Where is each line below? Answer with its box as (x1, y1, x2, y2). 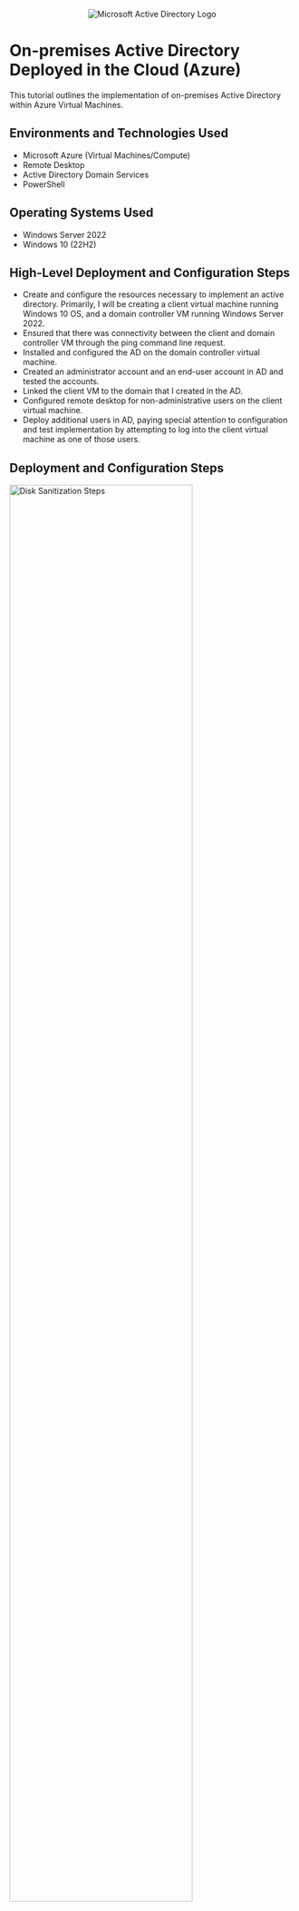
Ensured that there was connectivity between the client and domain (22, 328, 275, 339)
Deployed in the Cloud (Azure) (9, 60, 242, 81)
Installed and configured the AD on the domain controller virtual (22, 347, 261, 358)
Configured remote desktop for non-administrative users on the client (22, 395, 283, 406)
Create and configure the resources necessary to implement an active (22, 289, 285, 300)
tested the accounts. (22, 376, 100, 387)
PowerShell (22, 178, 65, 190)
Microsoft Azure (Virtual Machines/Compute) (22, 150, 191, 161)
